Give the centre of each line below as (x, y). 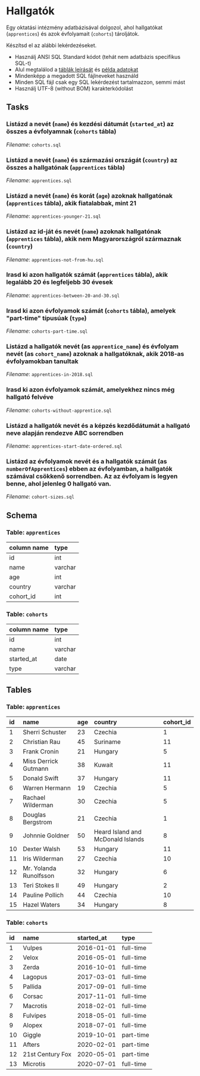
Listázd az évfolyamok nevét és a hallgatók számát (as (87, 461)
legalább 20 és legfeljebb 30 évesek (60, 282)
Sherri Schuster (45, 732)
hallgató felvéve (30, 397)
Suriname (107, 742)
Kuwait (103, 765)
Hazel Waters (42, 905)
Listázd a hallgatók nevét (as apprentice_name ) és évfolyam (92, 346)
